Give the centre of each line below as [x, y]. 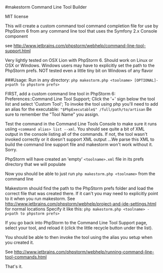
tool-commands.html [26, 257]
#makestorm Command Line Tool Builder [46, 7]
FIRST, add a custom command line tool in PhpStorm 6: [60, 94]
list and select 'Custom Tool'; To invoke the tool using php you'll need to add [81, 104]
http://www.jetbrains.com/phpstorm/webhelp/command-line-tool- [80, 45]
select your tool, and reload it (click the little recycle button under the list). [79, 228]
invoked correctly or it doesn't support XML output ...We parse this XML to [80, 139]
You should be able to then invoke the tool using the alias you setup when [79, 237]
